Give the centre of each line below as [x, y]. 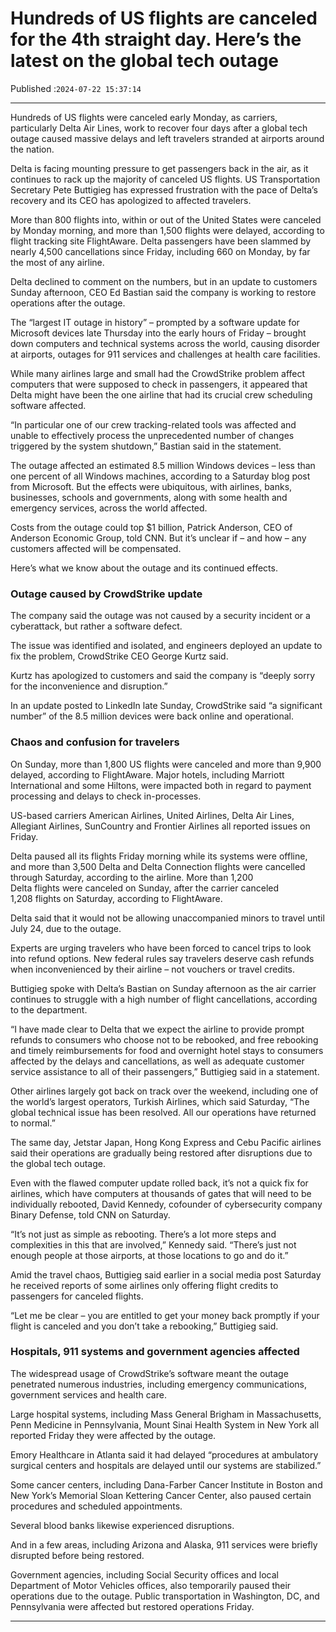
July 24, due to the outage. [66, 928]
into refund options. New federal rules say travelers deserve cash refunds [162, 958]
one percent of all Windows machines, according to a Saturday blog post [160, 476]
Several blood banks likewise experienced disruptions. [122, 1525]
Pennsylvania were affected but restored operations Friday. [132, 1606]
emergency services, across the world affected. [109, 508]
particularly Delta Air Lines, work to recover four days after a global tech [159, 128]
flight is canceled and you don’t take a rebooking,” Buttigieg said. [144, 1326]
